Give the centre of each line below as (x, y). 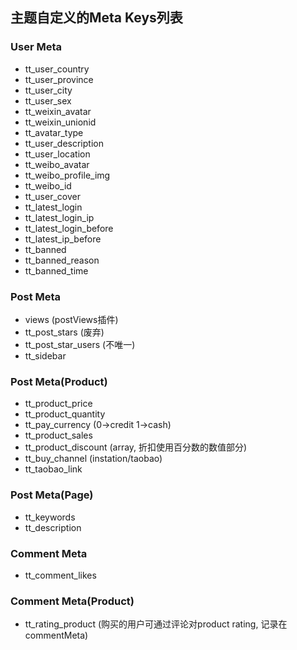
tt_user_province (59, 79)
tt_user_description (64, 143)
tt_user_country (57, 69)
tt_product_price (58, 404)
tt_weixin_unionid (60, 122)
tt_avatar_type (54, 132)
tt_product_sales (58, 435)
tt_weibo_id (48, 185)
